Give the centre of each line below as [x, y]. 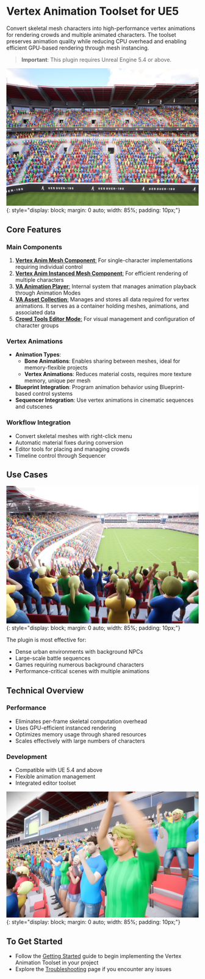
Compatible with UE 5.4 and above [59, 770]
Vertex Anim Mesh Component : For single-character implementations [104, 260]
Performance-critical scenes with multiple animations [82, 671]
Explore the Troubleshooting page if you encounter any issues [93, 969]
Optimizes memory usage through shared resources [81, 734]
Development [27, 757]
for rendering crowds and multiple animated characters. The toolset [91, 34]
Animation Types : [38, 355]
